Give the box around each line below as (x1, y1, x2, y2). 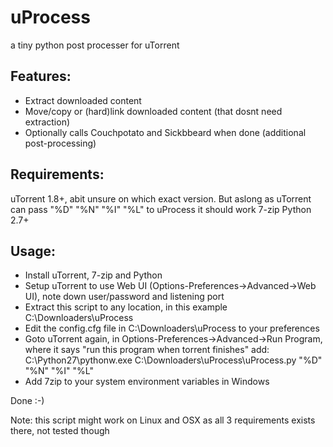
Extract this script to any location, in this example (24, 301, 228, 313)
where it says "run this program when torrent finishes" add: (24, 344, 270, 356)
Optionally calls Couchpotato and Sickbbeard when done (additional (24, 126, 307, 138)
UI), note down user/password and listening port (24, 291, 225, 303)
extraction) (24, 116, 71, 128)
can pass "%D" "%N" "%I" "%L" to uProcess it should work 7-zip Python (10, 203, 312, 215)
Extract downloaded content (24, 94, 142, 106)
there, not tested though (10, 425, 110, 437)
